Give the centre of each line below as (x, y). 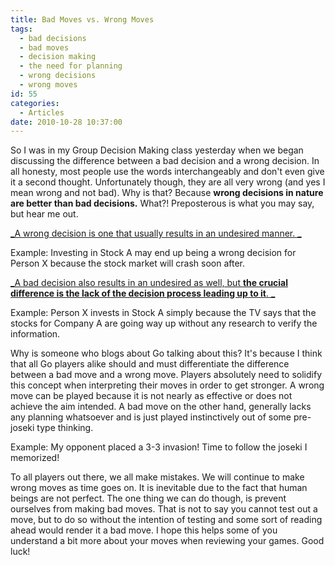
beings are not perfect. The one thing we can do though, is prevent (148, 498)
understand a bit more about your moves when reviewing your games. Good (167, 541)
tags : (21, 29)
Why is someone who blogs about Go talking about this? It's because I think (166, 353)
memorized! (35, 458)
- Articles (42, 112)
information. (35, 334)
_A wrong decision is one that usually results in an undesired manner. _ (156, 233)
